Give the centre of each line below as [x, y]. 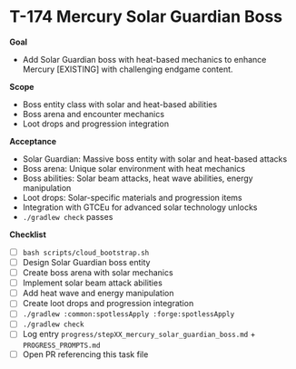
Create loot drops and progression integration [108, 304]
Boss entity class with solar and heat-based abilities [120, 104]
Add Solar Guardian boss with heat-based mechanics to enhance [144, 59]
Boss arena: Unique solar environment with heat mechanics [134, 168]
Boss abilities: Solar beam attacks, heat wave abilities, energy [138, 178]
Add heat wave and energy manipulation [98, 294]
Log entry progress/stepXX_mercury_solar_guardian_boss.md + [139, 334]
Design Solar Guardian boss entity [86, 262]
